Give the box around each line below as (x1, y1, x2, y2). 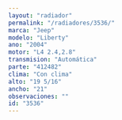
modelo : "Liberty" (8, 33, 69, 42)
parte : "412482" (8, 63, 62, 71)
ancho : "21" (8, 84, 48, 93)
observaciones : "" (8, 92, 69, 100)
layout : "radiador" (8, 11, 73, 20)
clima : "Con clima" (8, 70, 73, 78)
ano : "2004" (8, 41, 48, 49)
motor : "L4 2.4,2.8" (8, 48, 77, 56)
